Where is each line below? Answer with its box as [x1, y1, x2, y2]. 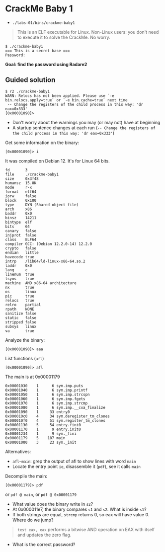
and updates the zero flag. [17, 532, 72, 538]
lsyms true [5, 276, 35, 281]
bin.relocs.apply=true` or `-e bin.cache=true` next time [5, 97, 128, 102]
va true [5, 328, 35, 333]
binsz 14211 [5, 215, 37, 220]
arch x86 [5, 207, 32, 212]
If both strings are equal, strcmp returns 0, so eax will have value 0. [12, 511, 150, 517]
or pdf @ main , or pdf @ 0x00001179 [5, 491, 77, 497]
